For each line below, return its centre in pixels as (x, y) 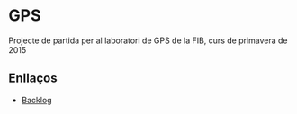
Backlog (36, 100)
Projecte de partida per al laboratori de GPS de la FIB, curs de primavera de (148, 40)
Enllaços (33, 79)
